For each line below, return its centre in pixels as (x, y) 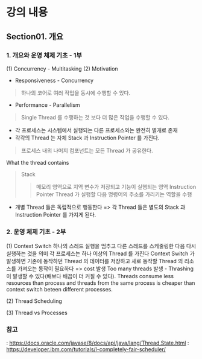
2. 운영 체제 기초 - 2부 (36, 232)
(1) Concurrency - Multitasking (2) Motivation (62, 68)
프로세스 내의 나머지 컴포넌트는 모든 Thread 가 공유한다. (87, 150)
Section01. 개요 (35, 37)
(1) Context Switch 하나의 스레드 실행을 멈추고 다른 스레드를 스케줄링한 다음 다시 (101, 246)
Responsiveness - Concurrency (54, 80)
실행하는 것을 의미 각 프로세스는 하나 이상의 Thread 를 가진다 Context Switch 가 (100, 253)
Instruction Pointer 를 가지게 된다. (55, 214)
